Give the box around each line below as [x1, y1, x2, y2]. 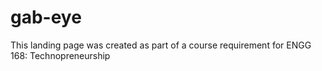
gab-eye [10, 6, 82, 29]
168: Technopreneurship [10, 49, 111, 61]
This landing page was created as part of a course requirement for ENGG [10, 39, 312, 51]
